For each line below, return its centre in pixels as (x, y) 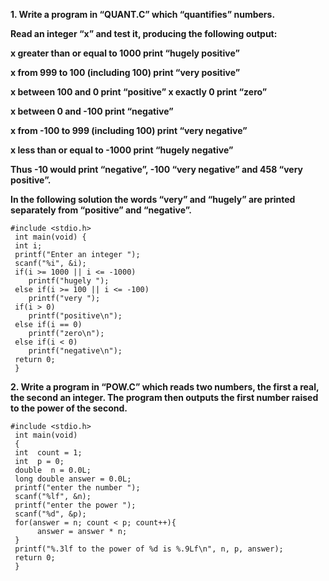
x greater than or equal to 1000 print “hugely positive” (125, 53)
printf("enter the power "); (75, 505)
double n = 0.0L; (53, 470)
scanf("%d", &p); (50, 514)
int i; (28, 246)
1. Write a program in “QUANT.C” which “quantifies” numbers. (143, 14)
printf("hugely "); (69, 281)
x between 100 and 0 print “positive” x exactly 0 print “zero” (139, 92)
